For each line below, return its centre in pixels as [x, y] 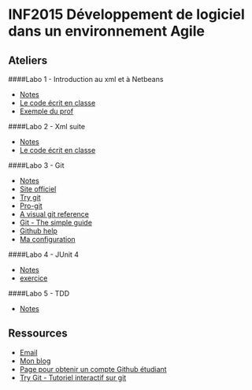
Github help [38, 231]
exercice [33, 278]
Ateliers [28, 60]
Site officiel [38, 189]
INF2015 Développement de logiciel [127, 15]
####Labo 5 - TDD [39, 293]
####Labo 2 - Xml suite [46, 126]
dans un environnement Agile [106, 31]
